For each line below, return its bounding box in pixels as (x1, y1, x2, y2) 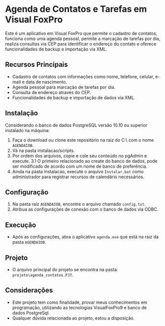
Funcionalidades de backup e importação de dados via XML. (12, 94, 135, 100)
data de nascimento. (25, 79, 67, 85)
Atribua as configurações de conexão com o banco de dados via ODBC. (12, 206, 159, 212)
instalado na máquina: (5, 127, 50, 133)
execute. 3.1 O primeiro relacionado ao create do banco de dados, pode (12, 158, 158, 164)
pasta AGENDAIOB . (12, 239, 46, 245)
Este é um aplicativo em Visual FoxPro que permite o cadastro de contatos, (5, 30, 158, 36)
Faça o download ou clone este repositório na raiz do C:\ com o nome (12, 137, 154, 143)
